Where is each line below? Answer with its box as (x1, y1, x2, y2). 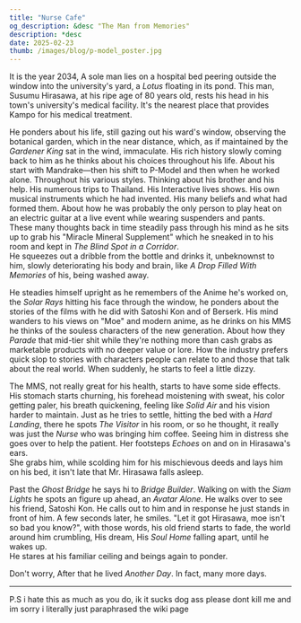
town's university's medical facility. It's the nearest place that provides (9, 100, 270, 110)
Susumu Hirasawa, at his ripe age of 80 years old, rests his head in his (9, 91, 269, 101)
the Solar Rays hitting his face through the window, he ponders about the (9, 297, 279, 308)
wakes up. (9, 541, 47, 552)
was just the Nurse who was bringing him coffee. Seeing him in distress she (9, 428, 289, 440)
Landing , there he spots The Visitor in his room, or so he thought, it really (9, 419, 279, 430)
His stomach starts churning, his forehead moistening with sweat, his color (9, 390, 285, 401)
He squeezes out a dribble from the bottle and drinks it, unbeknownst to (9, 250, 275, 261)
